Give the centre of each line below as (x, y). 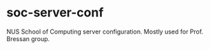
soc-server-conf (55, 13)
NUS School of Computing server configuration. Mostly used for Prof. (105, 32)
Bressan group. (28, 38)
